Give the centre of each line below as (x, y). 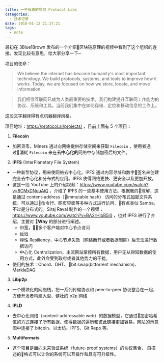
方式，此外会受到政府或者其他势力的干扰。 (67, 258)
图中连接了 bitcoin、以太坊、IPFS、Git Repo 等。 (62, 328)
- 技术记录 (19, 19)
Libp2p (19, 279)
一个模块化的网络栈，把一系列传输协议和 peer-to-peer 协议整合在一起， (85, 290)
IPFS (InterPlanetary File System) (46, 162)
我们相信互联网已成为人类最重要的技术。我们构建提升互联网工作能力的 (88, 99)
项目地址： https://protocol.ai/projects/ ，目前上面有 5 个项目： (68, 126)
